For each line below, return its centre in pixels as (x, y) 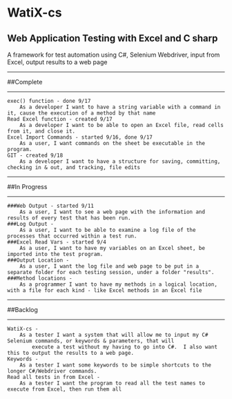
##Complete (25, 82)
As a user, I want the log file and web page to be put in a (109, 266)
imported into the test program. (55, 254)
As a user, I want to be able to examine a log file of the (108, 230)
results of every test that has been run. (69, 218)
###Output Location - (38, 260)
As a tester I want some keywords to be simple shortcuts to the (116, 365)
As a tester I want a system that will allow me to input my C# (114, 335)
